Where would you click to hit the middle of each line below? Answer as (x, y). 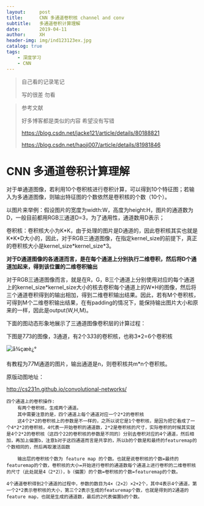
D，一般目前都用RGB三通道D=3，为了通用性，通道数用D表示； (85, 217)
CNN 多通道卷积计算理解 (68, 171)
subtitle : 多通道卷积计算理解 (43, 23)
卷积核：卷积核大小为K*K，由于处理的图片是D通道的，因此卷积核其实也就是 (102, 231)
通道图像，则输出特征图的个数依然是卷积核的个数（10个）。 (96, 197)
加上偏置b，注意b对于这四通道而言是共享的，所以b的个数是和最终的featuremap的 (108, 441)
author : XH (26, 35)
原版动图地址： (25, 377)
